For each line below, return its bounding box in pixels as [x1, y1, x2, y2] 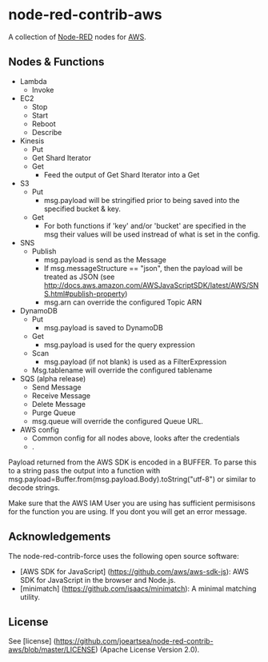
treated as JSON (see [43, 272, 115, 281]
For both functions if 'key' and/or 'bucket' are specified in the [43, 221, 246, 230]
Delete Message [31, 399, 86, 409]
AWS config [19, 425, 60, 434]
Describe [31, 127, 62, 137]
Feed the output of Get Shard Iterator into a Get [43, 169, 200, 179]
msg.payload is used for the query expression [43, 340, 196, 349]
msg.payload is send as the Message [43, 254, 166, 265]
